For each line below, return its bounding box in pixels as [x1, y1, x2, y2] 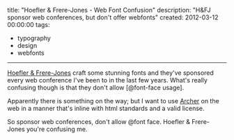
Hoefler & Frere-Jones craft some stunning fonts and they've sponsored [7, 69, 214, 77]
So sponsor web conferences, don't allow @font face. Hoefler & [7, 118, 190, 125]
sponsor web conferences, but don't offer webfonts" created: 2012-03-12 [7, 13, 219, 21]
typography [17, 34, 51, 42]
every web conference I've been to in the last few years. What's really [7, 76, 208, 84]
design [17, 42, 38, 49]
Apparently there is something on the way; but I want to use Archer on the [7, 97, 219, 105]
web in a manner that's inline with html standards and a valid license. [7, 104, 205, 112]
